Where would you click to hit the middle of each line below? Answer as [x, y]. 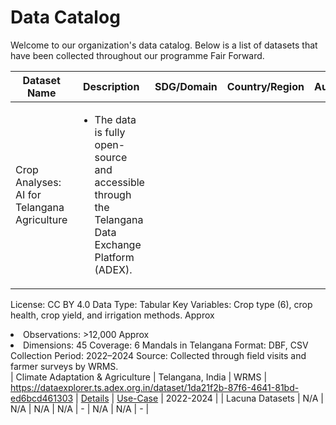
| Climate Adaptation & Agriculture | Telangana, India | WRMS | [139, 377]
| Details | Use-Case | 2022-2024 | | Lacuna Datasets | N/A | [200, 398]
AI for [28, 194]
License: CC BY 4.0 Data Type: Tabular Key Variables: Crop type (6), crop [161, 304]
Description [111, 86]
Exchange [118, 244]
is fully [110, 132]
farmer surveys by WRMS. [64, 366]
